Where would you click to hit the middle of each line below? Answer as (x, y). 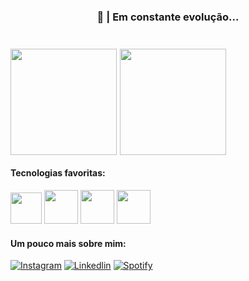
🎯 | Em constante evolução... (168, 17)
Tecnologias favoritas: (58, 173)
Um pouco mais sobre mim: (68, 243)
